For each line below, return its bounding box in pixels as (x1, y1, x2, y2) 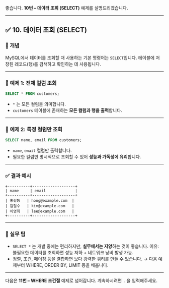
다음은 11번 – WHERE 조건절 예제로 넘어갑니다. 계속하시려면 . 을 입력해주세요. (5, 277, 157, 283)
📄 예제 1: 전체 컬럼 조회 (5, 79, 57, 86)
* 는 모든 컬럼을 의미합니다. (12, 101, 66, 107)
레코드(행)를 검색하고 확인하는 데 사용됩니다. (14, 61, 102, 67)
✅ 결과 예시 (5, 172, 31, 179)
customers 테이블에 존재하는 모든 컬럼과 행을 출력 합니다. (12, 107, 122, 113)
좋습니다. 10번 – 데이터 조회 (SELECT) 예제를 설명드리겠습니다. (5, 5, 128, 11)
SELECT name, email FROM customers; (5, 138, 82, 143)
